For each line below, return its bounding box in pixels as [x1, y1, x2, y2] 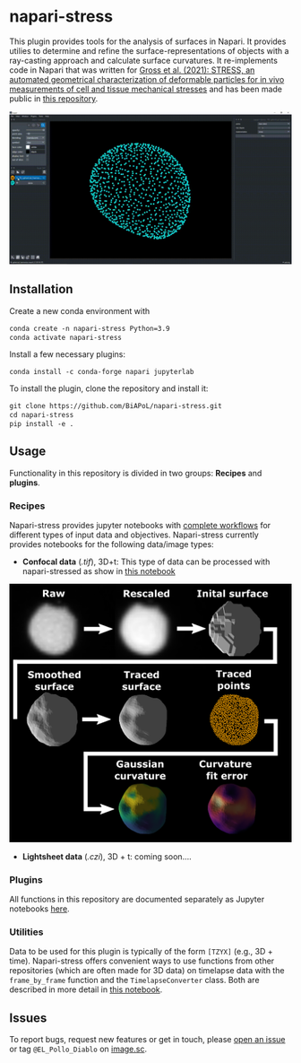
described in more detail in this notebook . [9, 984, 163, 995]
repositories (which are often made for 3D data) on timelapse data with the [9, 965, 285, 976]
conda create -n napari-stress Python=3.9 [9, 324, 170, 333]
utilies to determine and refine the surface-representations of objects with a [9, 45, 289, 56]
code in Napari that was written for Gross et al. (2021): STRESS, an [9, 65, 255, 75]
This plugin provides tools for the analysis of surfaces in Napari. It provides [9, 36, 287, 47]
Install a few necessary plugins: [9, 348, 125, 360]
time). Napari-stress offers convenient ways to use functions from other [9, 955, 275, 966]
